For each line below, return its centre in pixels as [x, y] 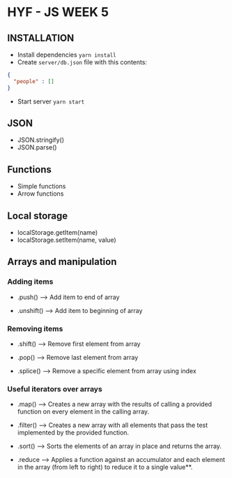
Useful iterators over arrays [55, 389]
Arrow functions [40, 194]
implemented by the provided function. [73, 433]
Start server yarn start [51, 101]
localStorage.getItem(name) [57, 233]
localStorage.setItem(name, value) [67, 240]
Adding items [30, 282]
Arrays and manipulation [62, 262]
